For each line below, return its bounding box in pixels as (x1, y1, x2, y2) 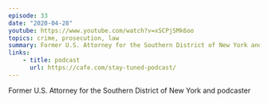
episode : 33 (8, 11, 48, 20)
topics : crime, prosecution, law (8, 34, 120, 42)
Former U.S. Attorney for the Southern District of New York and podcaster (8, 85, 251, 95)
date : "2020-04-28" (8, 19, 73, 27)
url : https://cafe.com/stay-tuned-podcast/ (29, 64, 177, 72)
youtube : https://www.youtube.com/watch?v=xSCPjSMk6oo (8, 26, 195, 34)
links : (8, 49, 30, 57)
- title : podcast (22, 57, 81, 65)
